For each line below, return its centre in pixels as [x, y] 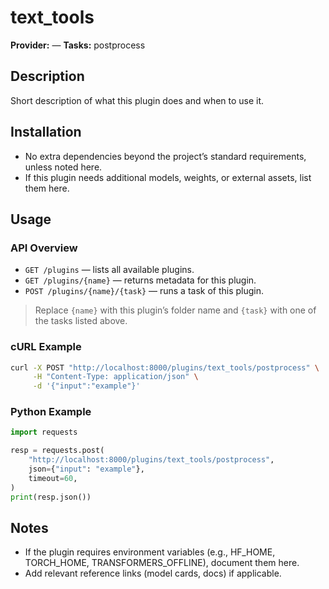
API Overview [44, 248]
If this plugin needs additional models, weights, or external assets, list [168, 177]
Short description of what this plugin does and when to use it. [137, 100]
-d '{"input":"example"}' [86, 386]
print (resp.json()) [51, 497]
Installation [46, 132]
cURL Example [46, 347]
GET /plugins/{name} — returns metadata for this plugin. [140, 280]
